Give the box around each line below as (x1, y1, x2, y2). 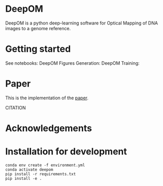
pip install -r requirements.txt (5, 171, 76, 176)
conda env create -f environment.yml (5, 163, 85, 168)
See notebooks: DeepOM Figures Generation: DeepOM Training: (5, 60, 140, 66)
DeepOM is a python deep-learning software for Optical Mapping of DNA (5, 20, 158, 26)
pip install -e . (5, 176, 42, 181)
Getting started (5, 43, 71, 55)
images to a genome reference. (5, 25, 71, 31)
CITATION (5, 104, 26, 111)
